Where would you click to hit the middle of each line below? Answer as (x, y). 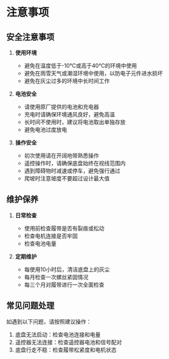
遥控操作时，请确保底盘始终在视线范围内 (75, 163)
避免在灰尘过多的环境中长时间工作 (67, 81)
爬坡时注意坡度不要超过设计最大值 (67, 178)
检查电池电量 (40, 243)
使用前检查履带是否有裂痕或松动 (64, 228)
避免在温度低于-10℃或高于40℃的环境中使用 (81, 66)
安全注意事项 (30, 37)
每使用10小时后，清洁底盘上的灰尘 (67, 269)
